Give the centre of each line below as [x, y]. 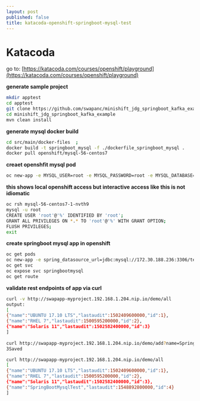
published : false [28, 17]
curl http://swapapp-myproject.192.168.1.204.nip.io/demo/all [85, 360]
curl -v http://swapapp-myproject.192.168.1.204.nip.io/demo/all [89, 299]
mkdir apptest [24, 98]
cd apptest [20, 103]
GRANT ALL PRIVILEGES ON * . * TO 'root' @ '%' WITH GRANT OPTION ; [86, 221]
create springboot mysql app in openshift [58, 243]
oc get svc [20, 266]
